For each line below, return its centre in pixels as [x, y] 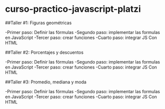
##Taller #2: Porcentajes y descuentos [44, 52]
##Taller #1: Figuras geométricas [38, 23]
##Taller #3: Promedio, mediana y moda [46, 82]
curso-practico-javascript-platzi [73, 9]
